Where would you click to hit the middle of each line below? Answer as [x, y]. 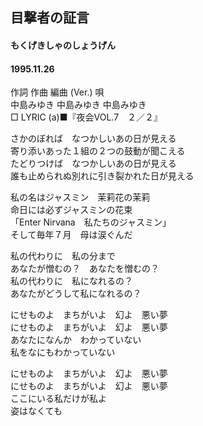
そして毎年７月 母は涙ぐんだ [71, 235]
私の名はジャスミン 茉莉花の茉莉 [80, 197]
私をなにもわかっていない [63, 352]
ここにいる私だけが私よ [58, 399]
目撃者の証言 [50, 18]
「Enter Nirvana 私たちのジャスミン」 [91, 222]
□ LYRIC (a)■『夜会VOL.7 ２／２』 [86, 117]
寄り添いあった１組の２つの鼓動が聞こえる [98, 151]
